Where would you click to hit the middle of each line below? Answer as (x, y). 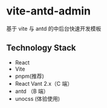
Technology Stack (41, 48)
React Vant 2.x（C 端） (44, 83)
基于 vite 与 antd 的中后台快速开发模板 (54, 28)
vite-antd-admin (49, 11)
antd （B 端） (32, 91)
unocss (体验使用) (37, 98)
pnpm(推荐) (29, 76)
